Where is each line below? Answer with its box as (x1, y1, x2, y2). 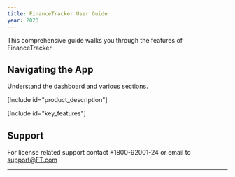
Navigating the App (7, 64, 94, 76)
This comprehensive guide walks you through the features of (7, 36, 183, 44)
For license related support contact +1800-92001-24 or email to (7, 148, 191, 157)
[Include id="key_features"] (7, 109, 86, 118)
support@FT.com (7, 155, 58, 164)
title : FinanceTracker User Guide (7, 10, 108, 17)
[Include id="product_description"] (7, 96, 108, 104)
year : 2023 (7, 17, 39, 24)
